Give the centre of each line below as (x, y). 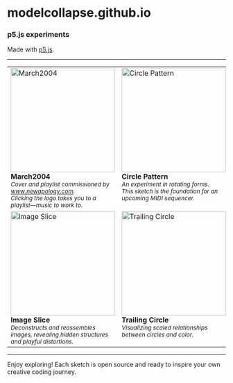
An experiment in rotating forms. (165, 185)
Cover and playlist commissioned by (60, 185)
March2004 (31, 177)
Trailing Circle (145, 320)
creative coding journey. (42, 372)
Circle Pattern (145, 177)
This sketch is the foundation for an (170, 191)
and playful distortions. (42, 342)
